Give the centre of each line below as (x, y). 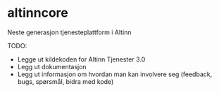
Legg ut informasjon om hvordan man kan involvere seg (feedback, (115, 74)
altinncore (38, 13)
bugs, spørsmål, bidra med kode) (65, 81)
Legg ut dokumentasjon (52, 66)
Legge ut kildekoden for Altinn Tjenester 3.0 (81, 59)
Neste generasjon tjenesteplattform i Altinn (69, 32)
